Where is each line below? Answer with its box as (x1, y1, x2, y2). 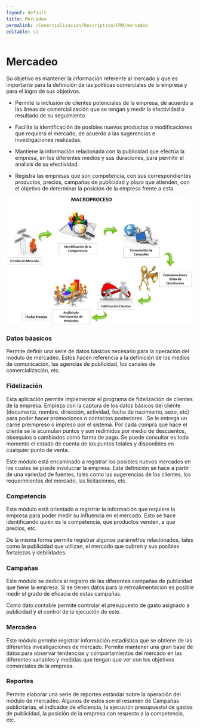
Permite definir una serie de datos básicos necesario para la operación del (6, 348, 190, 355)
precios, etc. (6, 524, 37, 532)
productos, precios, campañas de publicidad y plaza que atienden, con (14, 178, 190, 186)
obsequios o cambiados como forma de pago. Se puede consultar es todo (6, 433, 189, 441)
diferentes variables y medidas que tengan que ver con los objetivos (6, 656, 175, 663)
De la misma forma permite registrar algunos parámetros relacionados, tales (6, 536, 193, 543)
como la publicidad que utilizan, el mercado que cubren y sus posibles (6, 542, 180, 550)
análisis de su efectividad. (14, 160, 79, 168)
